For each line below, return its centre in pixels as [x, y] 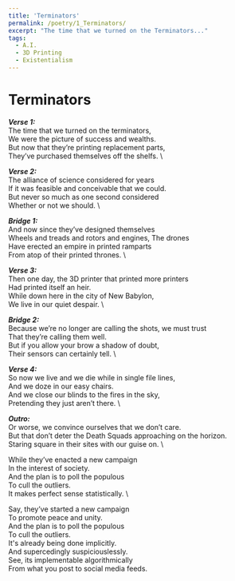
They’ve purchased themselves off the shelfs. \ [86, 156]
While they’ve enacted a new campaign [73, 460]
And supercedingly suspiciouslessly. [68, 551]
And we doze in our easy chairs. [61, 386]
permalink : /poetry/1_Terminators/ [67, 23]
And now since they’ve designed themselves [82, 229]
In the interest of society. [49, 468]
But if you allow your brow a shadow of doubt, [84, 345]
